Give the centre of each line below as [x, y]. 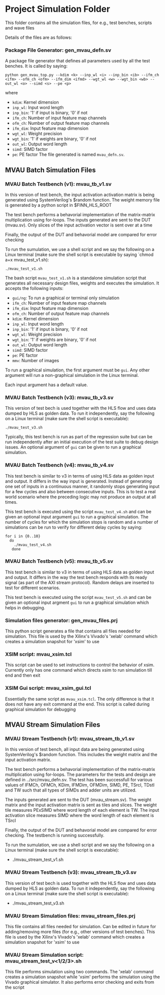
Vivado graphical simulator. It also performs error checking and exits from [80, 982]
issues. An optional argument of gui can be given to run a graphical [73, 447]
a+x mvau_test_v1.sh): [27, 259]
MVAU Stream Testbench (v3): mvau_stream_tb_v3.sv [71, 872]
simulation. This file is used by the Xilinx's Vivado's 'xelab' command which [81, 636]
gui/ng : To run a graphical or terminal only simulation [66, 298]
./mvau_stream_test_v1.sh [38, 860]
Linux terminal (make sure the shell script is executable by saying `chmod [79, 255]
